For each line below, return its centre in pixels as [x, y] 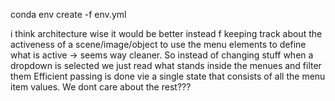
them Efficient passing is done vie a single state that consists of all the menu [168, 76]
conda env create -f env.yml [68, 14]
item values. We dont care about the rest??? [101, 87]
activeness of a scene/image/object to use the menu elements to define [158, 44]
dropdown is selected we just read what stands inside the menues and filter [166, 65]
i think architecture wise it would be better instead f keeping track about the [166, 33]
